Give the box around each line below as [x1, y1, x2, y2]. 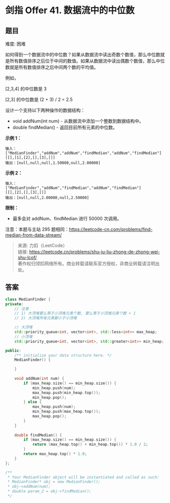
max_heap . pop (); [32, 414, 67, 419]
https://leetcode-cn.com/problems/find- [69, 226, 153, 232]
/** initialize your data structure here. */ [14, 353, 112, 358]
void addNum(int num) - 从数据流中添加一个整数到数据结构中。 [12, 118, 144, 124]
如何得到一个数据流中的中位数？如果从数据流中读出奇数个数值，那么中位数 [5, 52, 160, 57]
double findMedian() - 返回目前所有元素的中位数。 [12, 125, 117, 130]
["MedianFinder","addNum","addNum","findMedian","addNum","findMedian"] [5, 150, 162, 156]
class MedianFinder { [5, 297, 51, 302]
